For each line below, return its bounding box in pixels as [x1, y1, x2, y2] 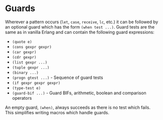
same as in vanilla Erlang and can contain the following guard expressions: [5, 29, 155, 35]
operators [12, 95, 32, 101]
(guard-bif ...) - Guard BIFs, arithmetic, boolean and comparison [12, 90, 146, 96]
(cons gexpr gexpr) [12, 45, 52, 49]
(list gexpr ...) [12, 60, 48, 65]
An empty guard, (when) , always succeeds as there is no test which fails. [5, 105, 151, 110]
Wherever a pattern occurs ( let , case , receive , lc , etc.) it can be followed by [5, 19, 158, 25]
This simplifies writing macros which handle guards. [5, 109, 109, 115]
